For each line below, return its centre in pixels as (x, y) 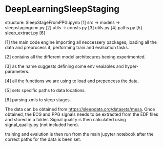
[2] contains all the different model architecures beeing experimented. (75, 56)
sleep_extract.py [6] (25, 33)
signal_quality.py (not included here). (42, 125)
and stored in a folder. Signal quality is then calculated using (66, 119)
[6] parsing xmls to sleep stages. (38, 100)
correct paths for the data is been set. (43, 139)
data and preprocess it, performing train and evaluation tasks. (67, 47)
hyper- (132, 66)
